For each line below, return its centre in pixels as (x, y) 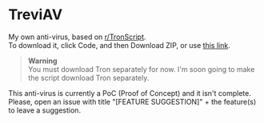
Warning (42, 61)
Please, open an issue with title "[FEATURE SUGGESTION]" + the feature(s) (132, 101)
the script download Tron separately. (88, 77)
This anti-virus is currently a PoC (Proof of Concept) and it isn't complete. (130, 93)
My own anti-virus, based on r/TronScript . (77, 37)
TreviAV (35, 15)
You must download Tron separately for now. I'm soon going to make (141, 69)
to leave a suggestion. (45, 110)
